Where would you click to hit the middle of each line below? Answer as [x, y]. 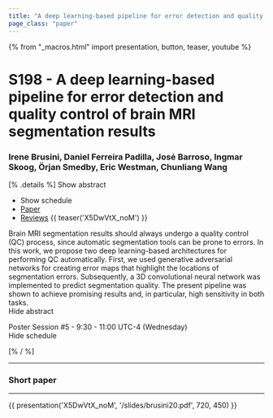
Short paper [32, 380]
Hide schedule [32, 335]
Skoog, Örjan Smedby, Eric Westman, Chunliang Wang [118, 167]
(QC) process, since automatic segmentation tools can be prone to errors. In [136, 242]
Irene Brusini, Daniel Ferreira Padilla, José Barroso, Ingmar [126, 157]
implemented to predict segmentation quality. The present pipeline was [128, 285]
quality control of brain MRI [102, 114]
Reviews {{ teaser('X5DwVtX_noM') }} [84, 217]
